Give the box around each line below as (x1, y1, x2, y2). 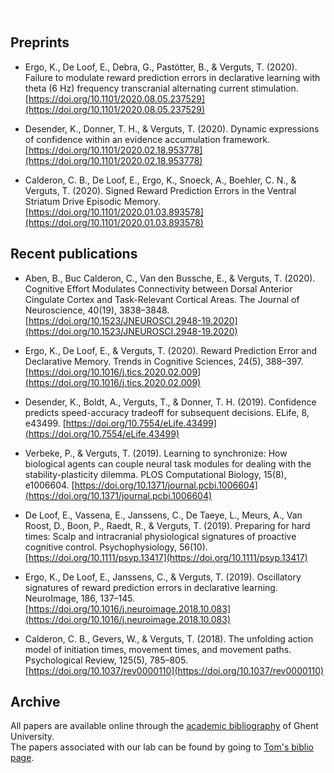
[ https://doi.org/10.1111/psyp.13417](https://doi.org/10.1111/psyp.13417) (24, 551, 308, 563)
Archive (10, 694, 61, 711)
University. (10, 731, 55, 743)
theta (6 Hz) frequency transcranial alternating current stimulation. (24, 82, 299, 94)
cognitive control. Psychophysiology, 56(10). (24, 541, 208, 553)
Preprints (10, 34, 70, 51)
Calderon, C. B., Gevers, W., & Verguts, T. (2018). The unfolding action (24, 632, 314, 645)
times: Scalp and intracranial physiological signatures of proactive (24, 530, 297, 542)
